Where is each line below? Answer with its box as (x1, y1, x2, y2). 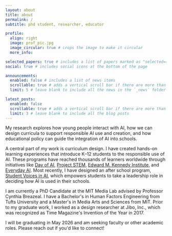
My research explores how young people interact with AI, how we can (5, 125, 153, 131)
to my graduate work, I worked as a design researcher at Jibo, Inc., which (5, 204, 161, 210)
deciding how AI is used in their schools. (5, 178, 91, 184)
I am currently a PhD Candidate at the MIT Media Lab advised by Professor (5, 188, 163, 194)
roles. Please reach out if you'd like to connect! (5, 225, 104, 231)
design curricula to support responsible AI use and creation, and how (5, 130, 152, 136)
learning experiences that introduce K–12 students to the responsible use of (5, 151, 165, 157)
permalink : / (5, 17, 33, 22)
